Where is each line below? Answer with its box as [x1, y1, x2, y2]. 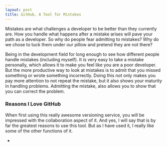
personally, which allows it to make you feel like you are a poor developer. [5, 62, 157, 68]
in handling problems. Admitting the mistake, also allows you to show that [5, 83, 156, 89]
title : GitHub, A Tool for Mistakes [5, 12, 81, 17]
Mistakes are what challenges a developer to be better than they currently [5, 25, 157, 31]
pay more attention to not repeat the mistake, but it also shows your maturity [5, 78, 163, 84]
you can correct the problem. [5, 88, 65, 94]
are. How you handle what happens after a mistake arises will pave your [5, 31, 153, 37]
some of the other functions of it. [5, 128, 73, 134]
